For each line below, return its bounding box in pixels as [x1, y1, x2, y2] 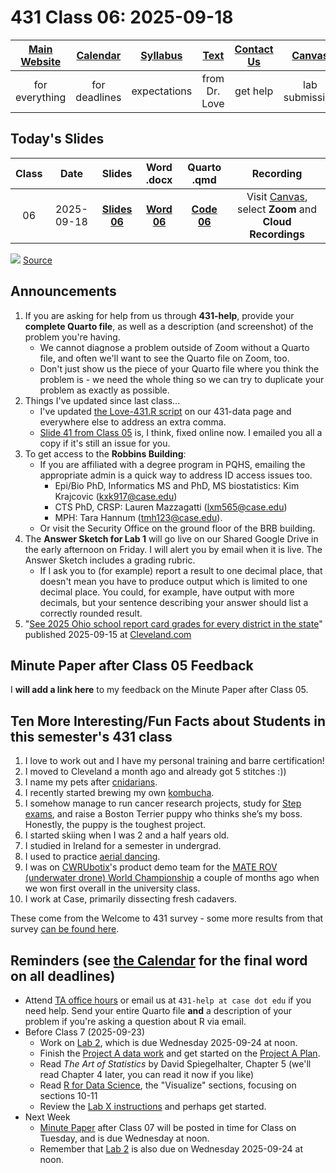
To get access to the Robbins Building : [24, 447, 187, 460]
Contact [234, 42, 274, 56]
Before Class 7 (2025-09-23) [24, 1026, 146, 1038]
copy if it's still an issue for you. [39, 437, 171, 449]
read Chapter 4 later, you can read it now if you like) [39, 1069, 255, 1080]
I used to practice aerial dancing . [24, 851, 161, 863]
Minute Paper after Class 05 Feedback [10, 657, 254, 674]
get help [234, 84, 274, 98]
